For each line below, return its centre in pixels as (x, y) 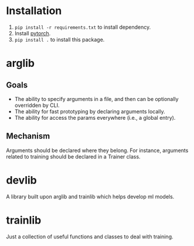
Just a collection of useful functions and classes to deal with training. (90, 237)
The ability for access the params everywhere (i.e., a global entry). (95, 117)
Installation (34, 11)
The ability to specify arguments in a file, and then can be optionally (96, 99)
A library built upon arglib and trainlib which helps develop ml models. (90, 196)
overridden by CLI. (37, 105)
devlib (21, 180)
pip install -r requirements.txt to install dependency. (83, 27)
